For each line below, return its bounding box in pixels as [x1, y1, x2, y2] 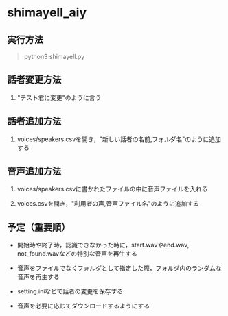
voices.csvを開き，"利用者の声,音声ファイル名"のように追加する [16, 199, 199, 208]
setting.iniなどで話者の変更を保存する [16, 287, 124, 295]
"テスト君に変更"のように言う [16, 93, 102, 101]
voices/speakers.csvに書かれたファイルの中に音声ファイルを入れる [16, 185, 208, 193]
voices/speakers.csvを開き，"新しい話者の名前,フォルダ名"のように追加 [16, 135, 222, 143]
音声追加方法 [7, 166, 62, 178]
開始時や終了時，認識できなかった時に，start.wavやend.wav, [16, 241, 190, 250]
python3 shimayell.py [23, 53, 84, 60]
